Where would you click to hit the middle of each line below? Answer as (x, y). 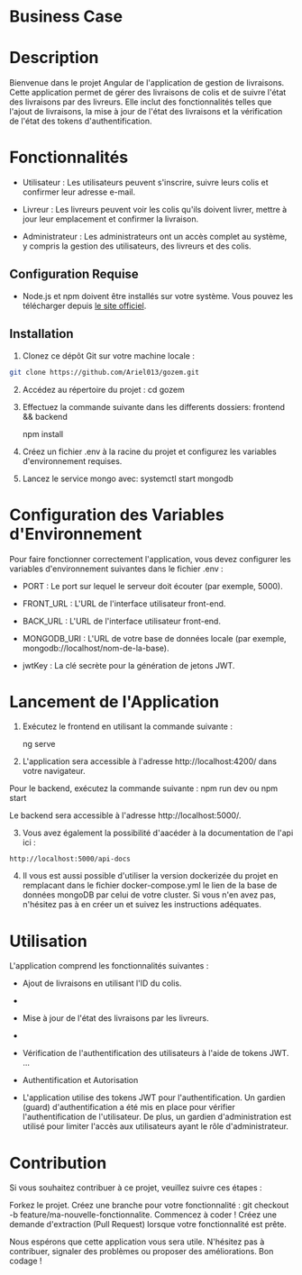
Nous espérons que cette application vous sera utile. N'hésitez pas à (137, 1242)
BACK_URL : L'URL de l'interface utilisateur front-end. (121, 621)
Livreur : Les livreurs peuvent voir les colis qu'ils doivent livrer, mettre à (155, 210)
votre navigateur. (54, 771)
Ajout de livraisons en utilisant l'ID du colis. (102, 983)
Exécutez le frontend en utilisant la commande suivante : (127, 726)
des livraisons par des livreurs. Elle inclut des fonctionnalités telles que (141, 102)
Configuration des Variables (117, 515)
